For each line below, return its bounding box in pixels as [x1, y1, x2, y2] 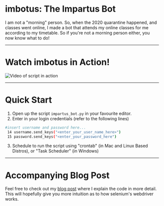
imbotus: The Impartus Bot [5, 3, 116, 15]
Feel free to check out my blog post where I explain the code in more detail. [5, 186, 157, 192]
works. [5, 196, 19, 202]
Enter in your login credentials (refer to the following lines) [12, 115, 129, 121]
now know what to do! [5, 35, 50, 41]
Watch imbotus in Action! [5, 57, 110, 68]
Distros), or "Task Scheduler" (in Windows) [12, 148, 99, 154]
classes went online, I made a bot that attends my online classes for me [5, 24, 149, 30]
